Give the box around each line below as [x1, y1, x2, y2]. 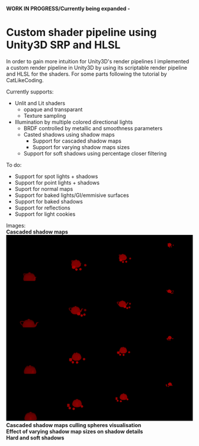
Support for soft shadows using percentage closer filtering [23, 150, 167, 157]
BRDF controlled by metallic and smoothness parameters [23, 124, 163, 132]
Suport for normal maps [14, 185, 73, 192]
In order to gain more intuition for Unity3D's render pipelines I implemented [6, 57, 190, 64]
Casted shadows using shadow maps [23, 131, 115, 138]
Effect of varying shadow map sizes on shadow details [6, 428, 143, 435]
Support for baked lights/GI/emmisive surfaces [14, 192, 129, 199]
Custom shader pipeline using [6, 26, 157, 39]
